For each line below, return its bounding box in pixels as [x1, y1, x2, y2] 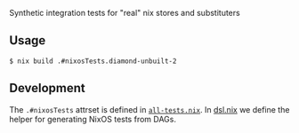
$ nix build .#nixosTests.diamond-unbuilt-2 [9, 57, 177, 66]
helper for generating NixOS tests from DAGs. [9, 113, 176, 124]
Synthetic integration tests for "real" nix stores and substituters [9, 8, 240, 18]
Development [9, 81, 86, 96]
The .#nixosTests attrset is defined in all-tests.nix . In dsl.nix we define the [9, 104, 290, 114]
